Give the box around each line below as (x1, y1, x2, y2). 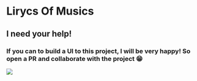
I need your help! (6, 29, 72, 39)
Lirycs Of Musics (6, 4, 94, 18)
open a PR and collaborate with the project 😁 (6, 54, 143, 63)
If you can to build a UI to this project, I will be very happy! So (6, 47, 191, 55)
